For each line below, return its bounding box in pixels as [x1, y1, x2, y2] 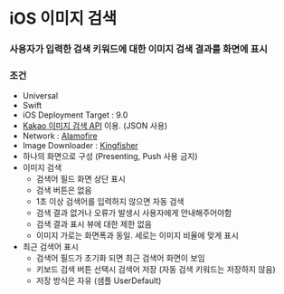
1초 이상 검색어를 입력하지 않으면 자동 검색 [35, 196, 185, 207]
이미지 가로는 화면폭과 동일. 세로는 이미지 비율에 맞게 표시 [35, 230, 240, 241]
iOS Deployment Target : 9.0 [22, 109, 128, 120]
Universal [22, 90, 59, 101]
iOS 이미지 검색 [9, 8, 118, 29]
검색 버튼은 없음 [35, 185, 92, 195]
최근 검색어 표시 [22, 242, 79, 252]
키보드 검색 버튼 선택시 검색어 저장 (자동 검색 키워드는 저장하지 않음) [35, 264, 276, 275]
